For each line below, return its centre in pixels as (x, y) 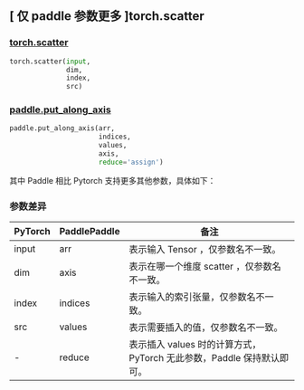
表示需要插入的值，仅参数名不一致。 (206, 328)
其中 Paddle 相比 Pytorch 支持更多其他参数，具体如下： (113, 180)
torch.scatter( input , (50, 62)
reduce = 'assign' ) (131, 162)
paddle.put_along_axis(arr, (62, 128)
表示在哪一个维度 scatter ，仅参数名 (205, 267)
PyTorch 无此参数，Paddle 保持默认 (204, 358)
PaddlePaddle (90, 232)
